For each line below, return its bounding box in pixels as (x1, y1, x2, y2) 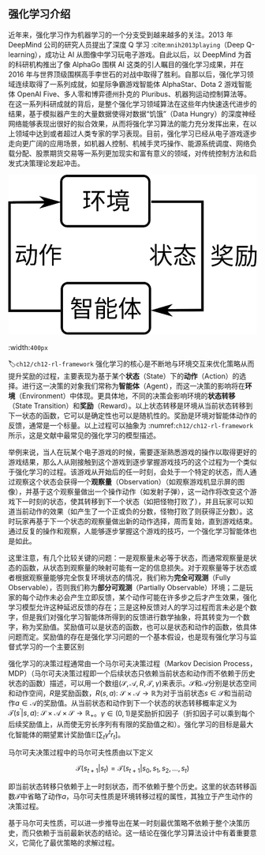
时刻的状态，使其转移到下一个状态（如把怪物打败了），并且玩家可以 (28, 496, 247, 506)
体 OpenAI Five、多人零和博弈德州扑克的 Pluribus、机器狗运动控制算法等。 (8, 89, 252, 99)
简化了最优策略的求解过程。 (28, 838, 119, 848)
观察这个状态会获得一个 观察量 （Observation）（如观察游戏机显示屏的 (14, 476, 238, 486)
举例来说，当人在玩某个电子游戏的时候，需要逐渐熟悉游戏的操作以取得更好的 (8, 447, 257, 457)
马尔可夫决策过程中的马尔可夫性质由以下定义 (8, 748, 154, 757)
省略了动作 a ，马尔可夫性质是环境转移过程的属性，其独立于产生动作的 (27, 792, 253, 801)
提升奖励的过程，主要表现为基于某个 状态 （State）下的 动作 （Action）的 (8, 371, 240, 381)
